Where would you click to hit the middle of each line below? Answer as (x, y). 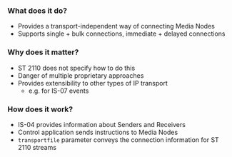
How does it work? (40, 109)
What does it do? (37, 11)
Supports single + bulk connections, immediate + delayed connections (121, 34)
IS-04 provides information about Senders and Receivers (101, 124)
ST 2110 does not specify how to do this (76, 68)
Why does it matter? (43, 52)
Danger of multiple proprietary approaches (81, 75)
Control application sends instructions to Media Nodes (98, 132)
